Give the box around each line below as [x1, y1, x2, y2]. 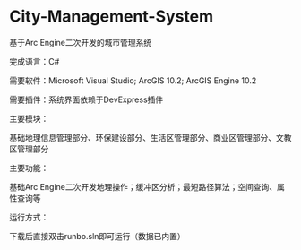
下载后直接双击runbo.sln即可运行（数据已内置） [9, 230, 185, 241]
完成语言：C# [9, 56, 60, 66]
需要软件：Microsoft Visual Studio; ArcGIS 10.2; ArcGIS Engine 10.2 [9, 74, 257, 86]
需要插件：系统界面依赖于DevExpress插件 [9, 94, 164, 105]
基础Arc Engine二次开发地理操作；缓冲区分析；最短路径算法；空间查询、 [9, 181, 278, 192]
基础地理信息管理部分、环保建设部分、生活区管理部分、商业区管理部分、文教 [9, 132, 292, 142]
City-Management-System [9, 6, 214, 27]
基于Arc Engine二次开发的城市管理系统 [9, 37, 152, 47]
